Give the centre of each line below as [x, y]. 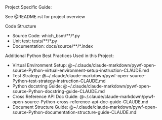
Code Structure [21, 26]
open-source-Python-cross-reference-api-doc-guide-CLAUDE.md [80, 102]
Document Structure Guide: [40, 107]
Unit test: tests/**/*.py [35, 41]
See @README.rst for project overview [45, 16]
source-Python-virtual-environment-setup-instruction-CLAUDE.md [81, 70]
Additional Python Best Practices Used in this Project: [60, 56]
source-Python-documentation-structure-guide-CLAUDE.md [74, 112]
